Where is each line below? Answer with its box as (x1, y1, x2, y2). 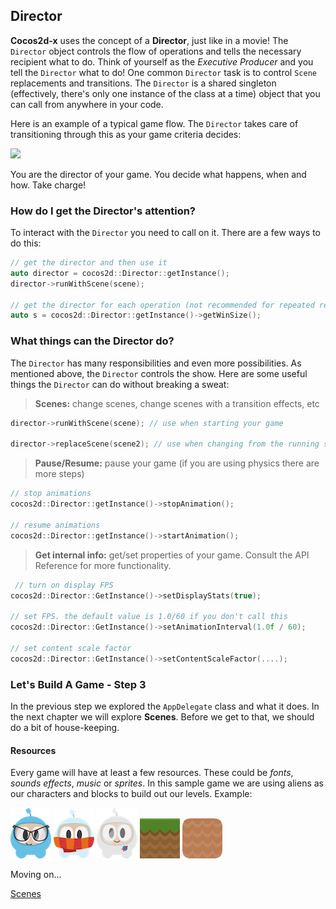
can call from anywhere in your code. (10, 98, 164, 110)
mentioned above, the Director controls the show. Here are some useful (10, 367, 308, 379)
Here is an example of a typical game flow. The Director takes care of (10, 117, 299, 129)
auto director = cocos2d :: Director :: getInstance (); (10, 268, 230, 278)
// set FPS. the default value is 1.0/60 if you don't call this (10, 612, 288, 622)
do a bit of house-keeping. (10, 721, 120, 733)
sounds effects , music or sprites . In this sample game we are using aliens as (10, 777, 324, 789)
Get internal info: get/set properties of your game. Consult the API (34, 549, 310, 561)
